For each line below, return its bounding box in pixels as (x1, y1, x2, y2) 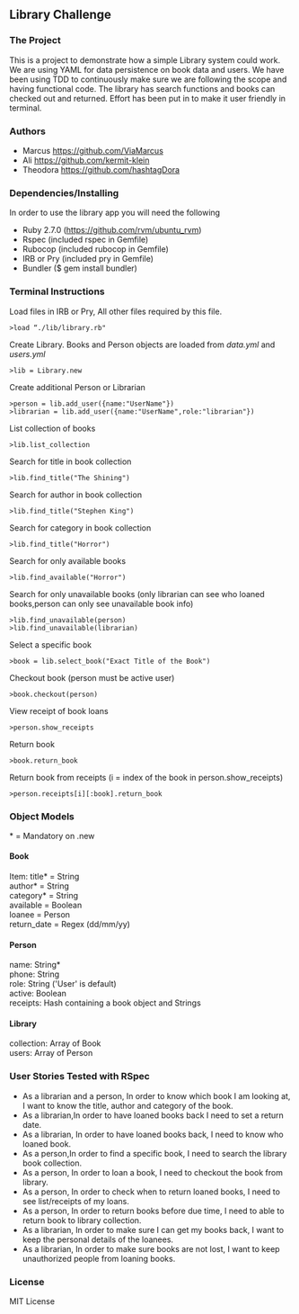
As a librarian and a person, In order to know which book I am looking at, (22, 1090, 291, 1101)
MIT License (9, 1296, 56, 1307)
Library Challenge (9, 7, 112, 22)
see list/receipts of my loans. (22, 1195, 130, 1206)
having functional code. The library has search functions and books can (9, 83, 276, 94)
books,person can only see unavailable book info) (9, 598, 194, 609)
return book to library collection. (22, 1214, 142, 1226)
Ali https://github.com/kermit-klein (22, 155, 150, 165)
